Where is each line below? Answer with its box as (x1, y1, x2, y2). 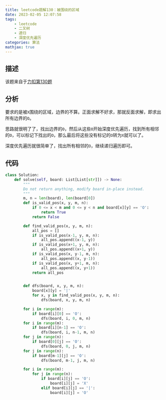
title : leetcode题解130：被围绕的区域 (5, 7, 79, 13)
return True (41, 210, 66, 215)
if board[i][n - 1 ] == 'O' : (32, 325, 86, 330)
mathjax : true (5, 45, 35, 50)
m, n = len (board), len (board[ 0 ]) (23, 196, 95, 201)
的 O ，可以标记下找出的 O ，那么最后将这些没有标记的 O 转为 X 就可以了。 (5, 132, 146, 138)
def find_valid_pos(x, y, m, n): (23, 224, 93, 229)
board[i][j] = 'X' (50, 381, 89, 386)
